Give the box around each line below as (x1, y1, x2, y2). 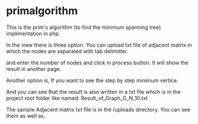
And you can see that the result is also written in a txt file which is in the (6, 88, 181, 95)
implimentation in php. (6, 30, 60, 37)
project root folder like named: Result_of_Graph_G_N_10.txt (6, 94, 148, 102)
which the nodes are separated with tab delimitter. (6, 47, 128, 54)
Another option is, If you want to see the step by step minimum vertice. (6, 77, 179, 84)
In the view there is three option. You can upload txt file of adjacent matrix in (6, 41, 192, 48)
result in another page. (6, 65, 61, 72)
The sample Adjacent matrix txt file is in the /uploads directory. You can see (6, 106, 191, 113)
